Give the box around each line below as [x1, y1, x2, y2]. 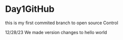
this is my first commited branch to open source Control [5, 20, 119, 26]
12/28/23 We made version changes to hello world [5, 29, 107, 35]
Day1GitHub [5, 3, 55, 15]
